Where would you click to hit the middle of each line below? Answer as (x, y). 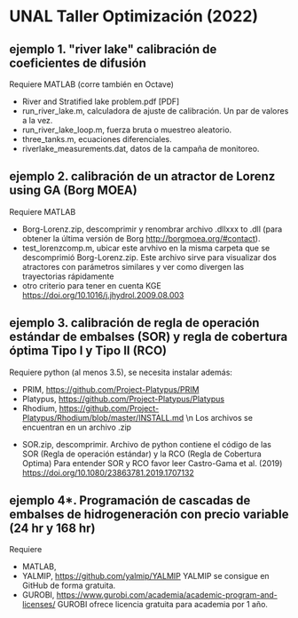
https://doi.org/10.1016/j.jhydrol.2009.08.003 (103, 295)
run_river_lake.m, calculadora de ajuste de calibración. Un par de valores (155, 111)
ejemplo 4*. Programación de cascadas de (130, 500)
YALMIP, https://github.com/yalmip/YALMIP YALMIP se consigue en (145, 576)
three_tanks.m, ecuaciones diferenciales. (97, 139)
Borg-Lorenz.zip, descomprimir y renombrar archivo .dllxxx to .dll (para (152, 229)
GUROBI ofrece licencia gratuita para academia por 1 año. (163, 605)
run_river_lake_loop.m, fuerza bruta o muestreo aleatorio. (127, 130)
